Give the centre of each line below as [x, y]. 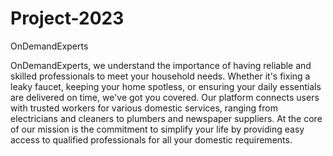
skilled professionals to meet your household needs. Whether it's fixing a [160, 76]
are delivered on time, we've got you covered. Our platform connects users [165, 97]
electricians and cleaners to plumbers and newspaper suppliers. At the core [166, 118]
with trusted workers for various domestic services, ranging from [144, 108]
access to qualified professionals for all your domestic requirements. [151, 139]
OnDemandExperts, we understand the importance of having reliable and [161, 65]
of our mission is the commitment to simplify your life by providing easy [157, 129]
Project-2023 [67, 18]
